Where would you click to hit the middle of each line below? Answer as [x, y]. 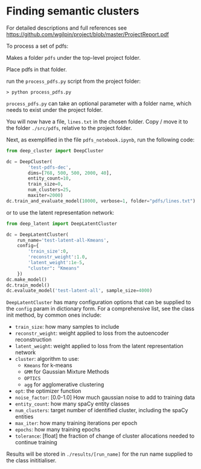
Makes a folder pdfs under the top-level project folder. [73, 57]
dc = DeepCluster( [29, 161]
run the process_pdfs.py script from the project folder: [73, 81]
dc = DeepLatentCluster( [37, 234]
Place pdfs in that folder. [37, 69]
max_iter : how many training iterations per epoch [76, 423]
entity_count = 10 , [49, 179]
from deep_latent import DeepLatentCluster [62, 224]
